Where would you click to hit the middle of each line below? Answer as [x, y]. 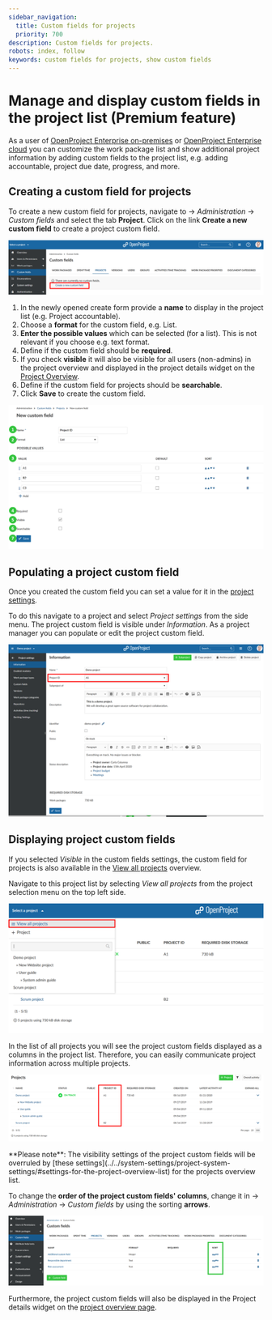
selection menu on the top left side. [67, 892]
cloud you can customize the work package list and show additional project [134, 149]
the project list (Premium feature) [122, 118]
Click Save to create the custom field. [83, 394]
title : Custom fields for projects [76, 26]
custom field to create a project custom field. [84, 228]
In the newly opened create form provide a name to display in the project [142, 307]
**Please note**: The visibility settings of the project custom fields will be [132, 1155]
